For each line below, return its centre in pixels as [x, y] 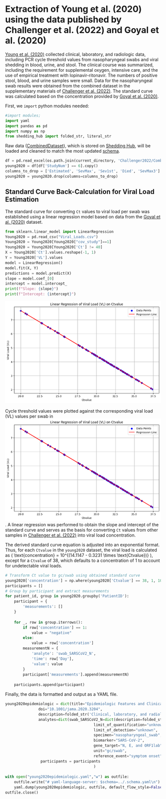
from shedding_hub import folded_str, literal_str [58, 136]
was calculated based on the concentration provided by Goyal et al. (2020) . [82, 96]
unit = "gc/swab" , [110, 751]
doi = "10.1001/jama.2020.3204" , [70, 709]
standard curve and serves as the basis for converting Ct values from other [82, 530]
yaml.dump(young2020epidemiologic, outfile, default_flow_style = [83, 787]
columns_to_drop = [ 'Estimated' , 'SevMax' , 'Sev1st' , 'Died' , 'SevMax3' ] [83, 171]
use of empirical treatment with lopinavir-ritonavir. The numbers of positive [81, 75]
